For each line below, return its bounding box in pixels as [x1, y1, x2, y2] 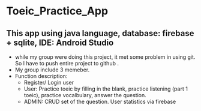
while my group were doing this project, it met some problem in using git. [14, 53, 196, 61]
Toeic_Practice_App [6, 4, 109, 18]
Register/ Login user [23, 79, 74, 86]
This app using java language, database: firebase [6, 28, 194, 38]
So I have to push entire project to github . [14, 60, 119, 67]
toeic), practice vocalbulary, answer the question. [23, 92, 146, 98]
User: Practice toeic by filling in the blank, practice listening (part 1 [23, 85, 188, 92]
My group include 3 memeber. [14, 66, 90, 73]
